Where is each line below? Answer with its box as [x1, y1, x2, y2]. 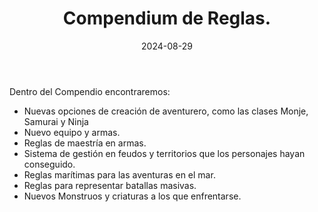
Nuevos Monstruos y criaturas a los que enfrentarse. [23, 190, 242, 202]
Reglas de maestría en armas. [23, 137, 147, 149]
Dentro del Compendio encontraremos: [9, 85, 171, 97]
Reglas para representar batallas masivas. [23, 179, 197, 191]
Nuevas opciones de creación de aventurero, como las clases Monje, [23, 105, 309, 117]
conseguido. [23, 158, 76, 170]
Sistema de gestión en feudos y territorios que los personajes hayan [23, 147, 306, 159]
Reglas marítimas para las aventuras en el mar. [23, 168, 216, 181]
